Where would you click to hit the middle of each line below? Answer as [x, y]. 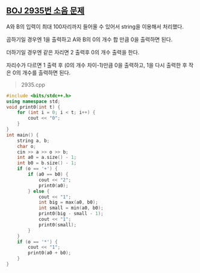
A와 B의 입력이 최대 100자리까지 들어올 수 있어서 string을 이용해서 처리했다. [95, 27]
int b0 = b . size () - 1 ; [47, 163]
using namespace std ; [33, 101]
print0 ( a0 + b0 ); [49, 253]
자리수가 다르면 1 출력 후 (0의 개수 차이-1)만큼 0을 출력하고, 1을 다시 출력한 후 [97, 65]
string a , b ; [33, 141]
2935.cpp [33, 85]
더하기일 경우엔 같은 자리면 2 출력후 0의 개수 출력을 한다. [73, 52]
